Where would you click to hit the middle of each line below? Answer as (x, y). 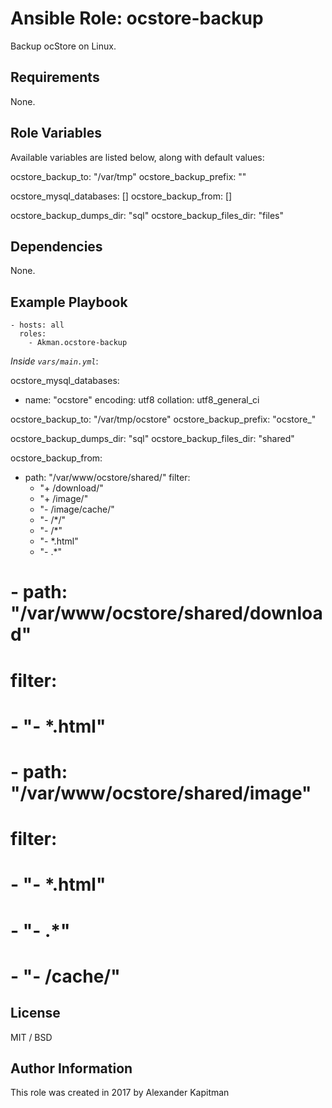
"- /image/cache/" (77, 509)
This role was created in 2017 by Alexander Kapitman (120, 1093)
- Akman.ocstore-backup (78, 343)
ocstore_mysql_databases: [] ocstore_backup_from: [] (121, 196)
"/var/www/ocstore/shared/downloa (166, 613)
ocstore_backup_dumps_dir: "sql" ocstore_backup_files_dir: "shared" (152, 439)
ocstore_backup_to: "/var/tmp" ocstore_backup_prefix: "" (128, 176)
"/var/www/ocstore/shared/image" (161, 793)
